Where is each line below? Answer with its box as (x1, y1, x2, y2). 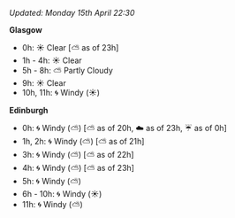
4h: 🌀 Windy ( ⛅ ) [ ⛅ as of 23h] (21, 163, 135, 173)
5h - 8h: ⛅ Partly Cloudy (21, 66, 113, 75)
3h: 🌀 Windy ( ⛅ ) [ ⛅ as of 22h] (21, 150, 134, 160)
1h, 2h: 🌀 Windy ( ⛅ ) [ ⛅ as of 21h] (21, 136, 145, 146)
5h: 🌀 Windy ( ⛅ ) (21, 176, 82, 186)
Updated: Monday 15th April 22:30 (9, 8, 135, 18)
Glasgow (9, 25, 42, 35)
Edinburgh (9, 105, 49, 115)
